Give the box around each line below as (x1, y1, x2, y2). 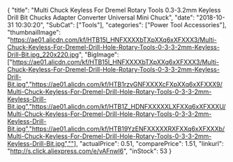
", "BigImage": (78, 50, 119, 59)
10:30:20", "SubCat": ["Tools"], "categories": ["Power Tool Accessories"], (15, 21, 227, 29)
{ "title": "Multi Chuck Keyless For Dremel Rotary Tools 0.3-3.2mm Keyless (7, 6, 221, 14)
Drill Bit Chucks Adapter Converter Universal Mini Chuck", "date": (7, 13, 195, 22)
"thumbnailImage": (7, 28, 61, 36)
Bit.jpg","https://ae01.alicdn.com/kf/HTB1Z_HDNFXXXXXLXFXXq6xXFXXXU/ (7, 103, 226, 110)
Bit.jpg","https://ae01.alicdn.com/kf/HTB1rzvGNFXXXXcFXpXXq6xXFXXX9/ (7, 80, 223, 88)
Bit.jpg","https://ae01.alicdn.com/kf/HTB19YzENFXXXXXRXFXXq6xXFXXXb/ (7, 125, 225, 133)
